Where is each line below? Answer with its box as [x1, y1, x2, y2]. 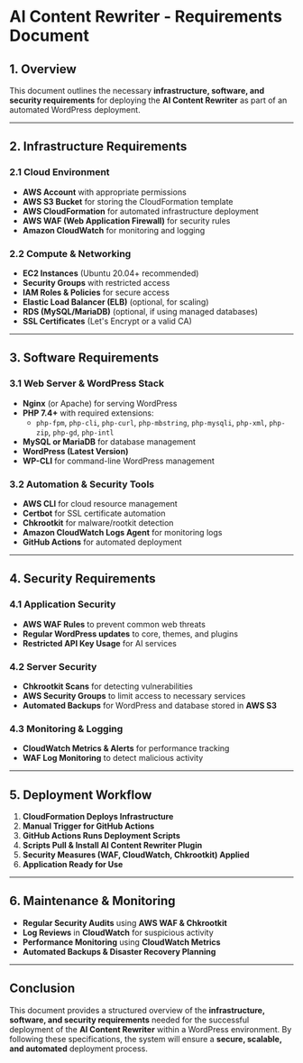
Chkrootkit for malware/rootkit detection [22, 517, 174, 528]
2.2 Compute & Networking [9, 247, 132, 260]
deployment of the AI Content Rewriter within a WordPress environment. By [9, 1023, 292, 1034]
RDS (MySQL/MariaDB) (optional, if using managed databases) [22, 306, 259, 316]
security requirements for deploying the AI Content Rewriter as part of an [9, 95, 288, 105]
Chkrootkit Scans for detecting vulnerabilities [22, 681, 194, 692]
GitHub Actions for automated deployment [22, 536, 182, 547]
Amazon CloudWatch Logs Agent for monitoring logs [22, 527, 223, 537]
